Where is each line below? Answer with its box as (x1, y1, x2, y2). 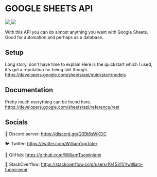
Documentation (5, 86, 53, 94)
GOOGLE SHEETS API (5, 3, 93, 14)
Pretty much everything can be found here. (5, 98, 91, 105)
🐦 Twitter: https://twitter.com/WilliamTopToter (5, 141, 98, 147)
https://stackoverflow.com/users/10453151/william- (41, 161, 143, 167)
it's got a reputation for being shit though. (5, 66, 88, 72)
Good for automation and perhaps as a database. (5, 34, 104, 40)
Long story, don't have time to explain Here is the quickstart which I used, (5, 61, 153, 67)
